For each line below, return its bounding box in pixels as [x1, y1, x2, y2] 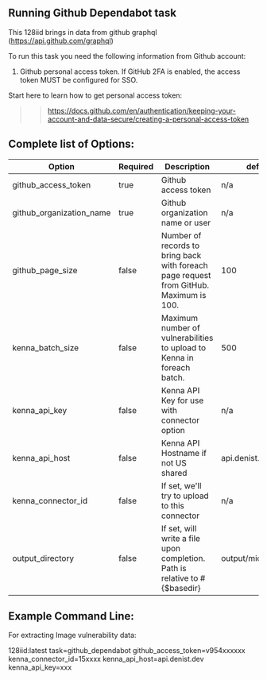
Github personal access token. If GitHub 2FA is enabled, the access [19, 67, 241, 76]
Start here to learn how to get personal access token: [8, 91, 183, 100]
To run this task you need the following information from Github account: [8, 51, 246, 60]
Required [118, 160, 153, 172]
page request [161, 269, 211, 280]
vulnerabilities [161, 332, 214, 343]
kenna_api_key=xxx [8, 663, 72, 672]
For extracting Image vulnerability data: [8, 631, 137, 640]
